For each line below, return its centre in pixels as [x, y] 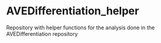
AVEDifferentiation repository [42, 33]
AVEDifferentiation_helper [73, 11]
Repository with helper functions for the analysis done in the [80, 27]
